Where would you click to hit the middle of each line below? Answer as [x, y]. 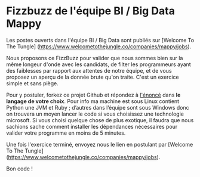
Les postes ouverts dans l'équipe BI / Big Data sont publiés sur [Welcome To [100, 40]
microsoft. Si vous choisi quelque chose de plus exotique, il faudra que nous [100, 120]
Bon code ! [19, 169]
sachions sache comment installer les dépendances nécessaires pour [92, 126]
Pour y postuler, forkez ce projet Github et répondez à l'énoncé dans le [93, 95]
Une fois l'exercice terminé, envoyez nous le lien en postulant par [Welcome [100, 144]
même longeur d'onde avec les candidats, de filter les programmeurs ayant [99, 64]
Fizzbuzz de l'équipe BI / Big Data [90, 11]
